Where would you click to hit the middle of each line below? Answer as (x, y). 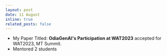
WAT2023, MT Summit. (37, 44)
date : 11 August (22, 15)
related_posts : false (28, 24)
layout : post (19, 10)
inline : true (19, 19)
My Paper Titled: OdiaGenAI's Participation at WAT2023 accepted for (87, 38)
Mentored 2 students (35, 49)
